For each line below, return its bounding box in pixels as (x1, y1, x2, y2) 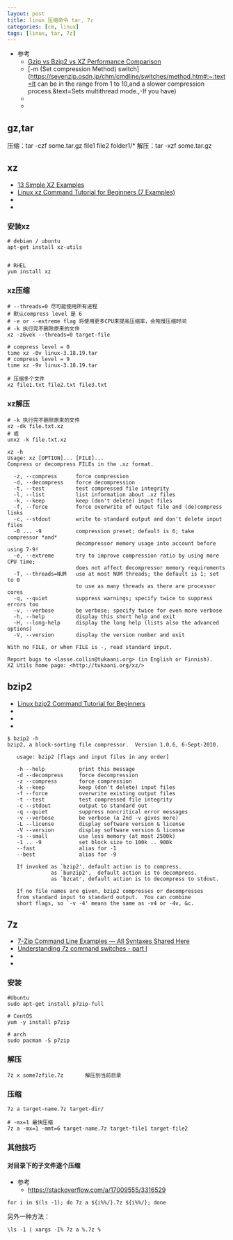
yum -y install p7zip (7, 1018, 70, 1025)
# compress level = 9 (7, 356, 70, 363)
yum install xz (7, 268, 51, 275)
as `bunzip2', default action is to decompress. (51, 869, 198, 876)
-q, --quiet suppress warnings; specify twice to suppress (13, 595, 214, 602)
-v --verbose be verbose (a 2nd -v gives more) (16, 814, 179, 821)
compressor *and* (7, 534, 58, 541)
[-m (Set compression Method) (27, 65, 117, 73)
